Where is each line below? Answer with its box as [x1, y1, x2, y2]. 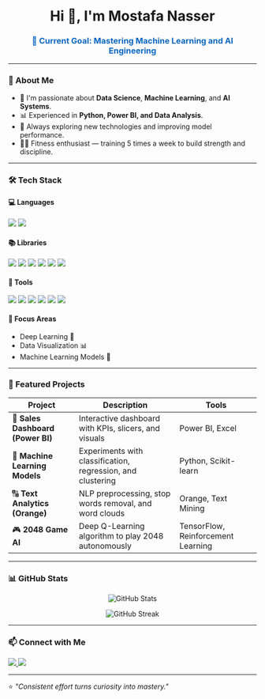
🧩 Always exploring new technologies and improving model [19, 122, 212, 131]
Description [103, 399, 148, 410]
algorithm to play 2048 [78, 530, 164, 541]
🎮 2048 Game [12, 524, 69, 535]
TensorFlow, [179, 520, 226, 531]
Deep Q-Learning [78, 520, 145, 531]
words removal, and [78, 497, 152, 508]
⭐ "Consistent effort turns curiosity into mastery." [8, 682, 169, 691]
